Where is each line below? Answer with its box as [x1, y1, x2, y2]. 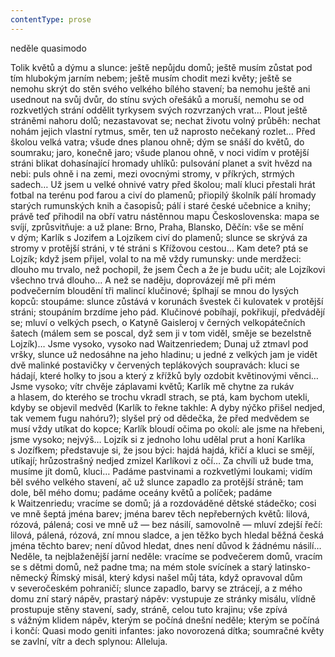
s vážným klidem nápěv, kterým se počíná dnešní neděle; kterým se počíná [10, 614, 320, 626]
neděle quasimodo [10, 42, 87, 54]
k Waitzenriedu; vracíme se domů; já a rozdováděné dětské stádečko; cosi [10, 497, 317, 509]
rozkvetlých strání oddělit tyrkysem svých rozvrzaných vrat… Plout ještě [10, 104, 308, 116]
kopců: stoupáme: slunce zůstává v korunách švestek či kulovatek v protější [10, 295, 324, 307]
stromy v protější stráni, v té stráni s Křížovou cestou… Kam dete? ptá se [10, 242, 309, 254]
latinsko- [274, 561, 312, 573]
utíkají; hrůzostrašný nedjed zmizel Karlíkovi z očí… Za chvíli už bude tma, [10, 454, 314, 466]
